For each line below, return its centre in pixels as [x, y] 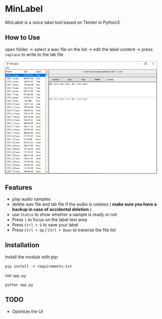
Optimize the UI [27, 311]
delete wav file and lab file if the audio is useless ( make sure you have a [84, 204]
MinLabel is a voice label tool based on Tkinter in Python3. [63, 22]
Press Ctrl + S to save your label [45, 225]
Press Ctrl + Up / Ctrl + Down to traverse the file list [64, 230]
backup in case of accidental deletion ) [52, 209]
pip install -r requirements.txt [39, 266]
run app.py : [16, 275]
